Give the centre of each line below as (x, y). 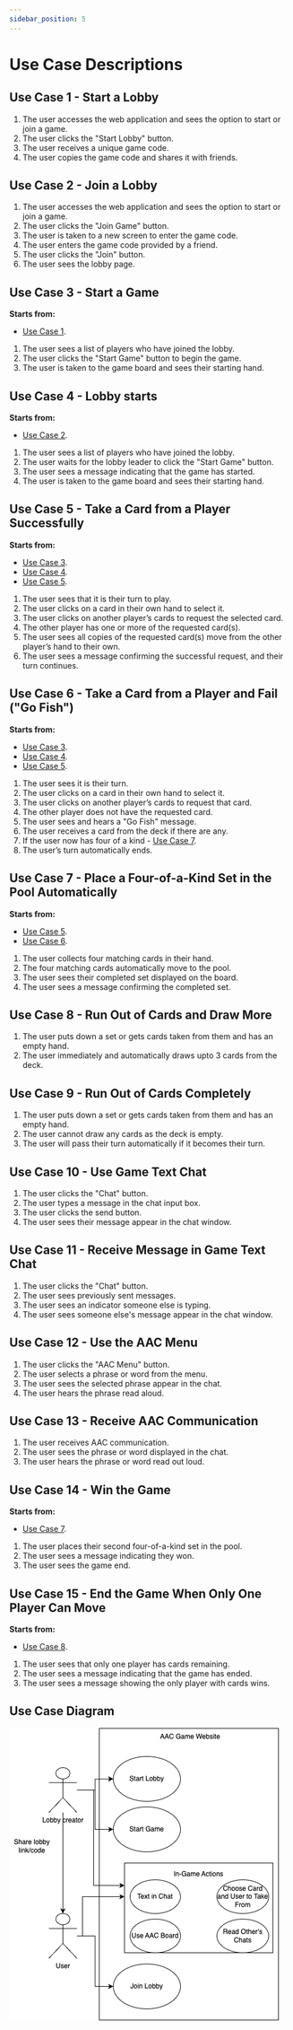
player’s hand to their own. (71, 646)
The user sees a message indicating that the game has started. (138, 472)
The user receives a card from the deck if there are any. (125, 831)
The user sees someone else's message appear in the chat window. (147, 1314)
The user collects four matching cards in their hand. (118, 958)
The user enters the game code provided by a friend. (120, 245)
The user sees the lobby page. (79, 264)
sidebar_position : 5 (48, 19)
